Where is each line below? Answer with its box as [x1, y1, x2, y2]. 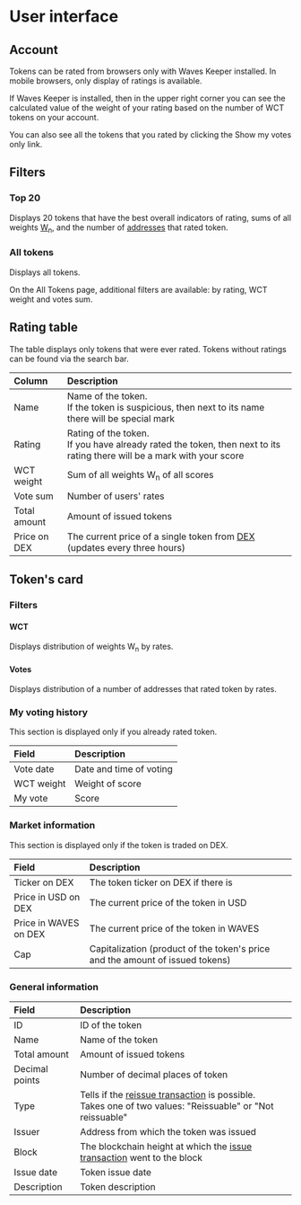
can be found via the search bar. [9, 353, 129, 364]
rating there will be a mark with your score [66, 449, 245, 462]
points [13, 1074, 40, 1086]
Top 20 [9, 191, 41, 204]
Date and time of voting [74, 763, 173, 775]
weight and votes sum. [9, 294, 93, 305]
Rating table [9, 320, 79, 335]
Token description [80, 1181, 157, 1192]
